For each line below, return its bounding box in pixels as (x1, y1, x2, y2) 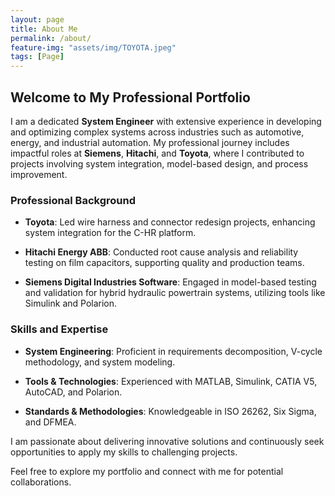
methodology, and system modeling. (24, 356, 176, 368)
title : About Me (10, 24, 78, 34)
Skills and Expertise (10, 322, 109, 336)
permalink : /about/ (10, 33, 92, 43)
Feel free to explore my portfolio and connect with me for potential (10, 465, 284, 477)
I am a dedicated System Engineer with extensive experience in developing (10, 115, 322, 127)
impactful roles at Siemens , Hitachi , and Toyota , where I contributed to (10, 147, 305, 159)
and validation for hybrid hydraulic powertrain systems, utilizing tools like (24, 287, 326, 299)
